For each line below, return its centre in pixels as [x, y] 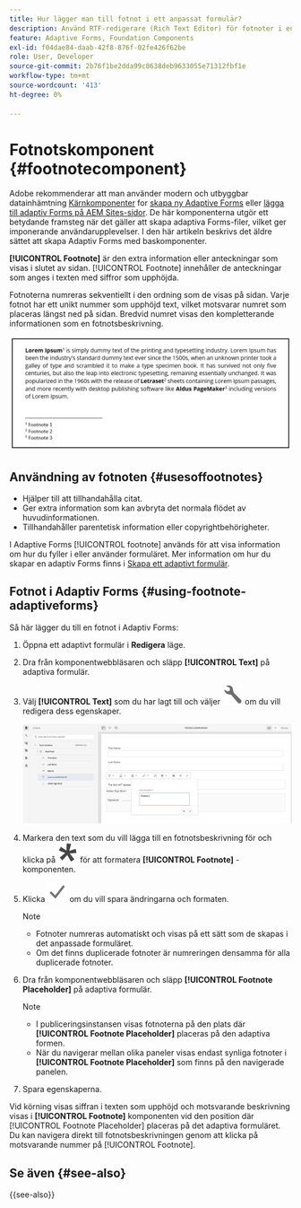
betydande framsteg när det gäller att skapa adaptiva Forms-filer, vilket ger [148, 222]
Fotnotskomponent [82, 149]
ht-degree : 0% [36, 94]
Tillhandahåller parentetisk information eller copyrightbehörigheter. [146, 527]
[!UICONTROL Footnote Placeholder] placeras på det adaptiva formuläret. [145, 1125]
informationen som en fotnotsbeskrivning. [86, 324]
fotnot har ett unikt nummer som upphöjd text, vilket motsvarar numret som [148, 304]
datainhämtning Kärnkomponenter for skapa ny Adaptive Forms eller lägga [147, 203]
